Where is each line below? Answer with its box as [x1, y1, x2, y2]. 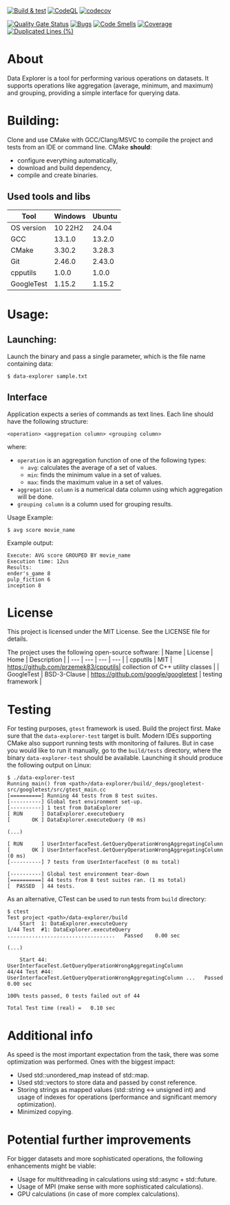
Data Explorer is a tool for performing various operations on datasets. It [7, 74, 209, 82]
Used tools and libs [7, 191, 91, 203]
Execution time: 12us [7, 558, 70, 565]
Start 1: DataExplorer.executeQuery [19, 920, 128, 927]
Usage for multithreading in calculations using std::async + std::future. [17, 1175, 217, 1184]
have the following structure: [7, 417, 88, 425]
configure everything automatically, [17, 156, 118, 165]
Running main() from [7, 781, 67, 787]
